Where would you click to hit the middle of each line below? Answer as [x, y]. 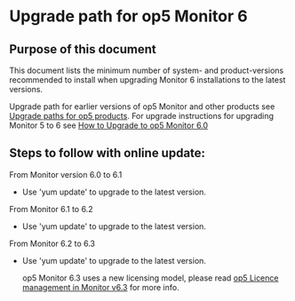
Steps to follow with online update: [108, 153]
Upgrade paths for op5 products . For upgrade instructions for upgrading [141, 116]
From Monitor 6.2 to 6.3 [52, 243]
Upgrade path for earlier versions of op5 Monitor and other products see [142, 107]
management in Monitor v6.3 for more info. [100, 287]
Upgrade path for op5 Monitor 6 [128, 16]
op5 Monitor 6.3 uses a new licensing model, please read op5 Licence [150, 278]
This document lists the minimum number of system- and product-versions [147, 70]
